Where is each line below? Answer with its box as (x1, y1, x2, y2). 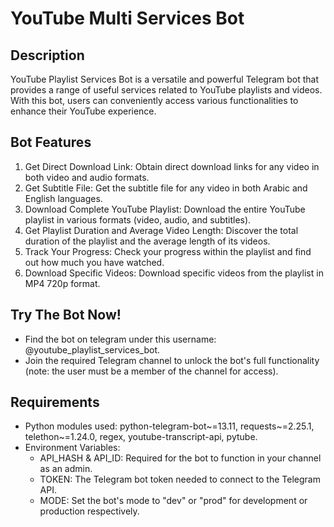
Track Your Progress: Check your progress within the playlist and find (24, 245, 312, 257)
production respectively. (39, 505, 140, 517)
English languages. (24, 192, 103, 204)
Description (10, 47, 85, 64)
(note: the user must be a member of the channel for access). (24, 365, 279, 377)
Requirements (10, 394, 100, 411)
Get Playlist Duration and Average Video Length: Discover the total (24, 224, 299, 236)
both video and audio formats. (24, 171, 150, 183)
